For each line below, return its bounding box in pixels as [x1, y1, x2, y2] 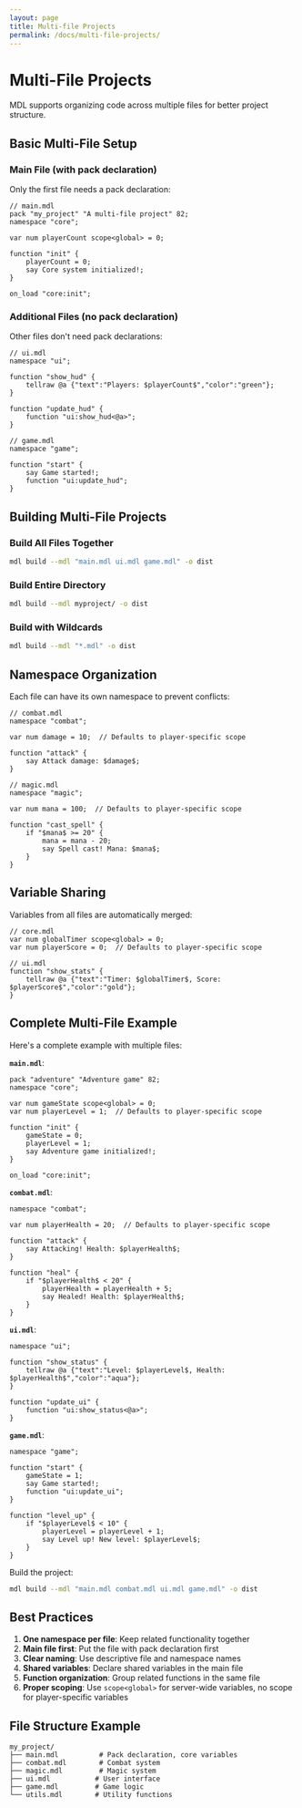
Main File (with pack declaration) [9, 163, 157, 176]
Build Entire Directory [9, 578, 106, 591]
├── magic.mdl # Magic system [9, 1766, 156, 1776]
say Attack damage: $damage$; [25, 757, 141, 766]
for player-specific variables [22, 1692, 129, 1703]
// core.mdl [9, 926, 55, 935]
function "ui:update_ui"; [25, 1487, 125, 1496]
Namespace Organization [9, 666, 157, 682]
